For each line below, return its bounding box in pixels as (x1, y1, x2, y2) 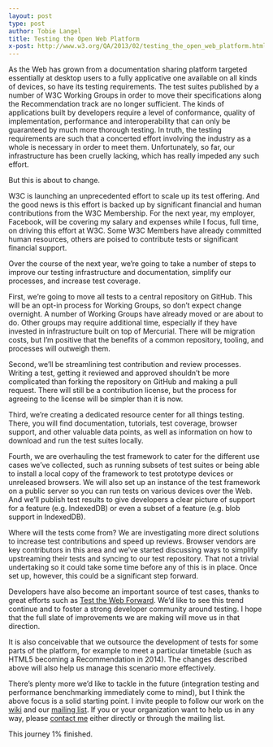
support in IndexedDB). (8, 512, 86, 522)
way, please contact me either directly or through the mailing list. (8, 714, 226, 723)
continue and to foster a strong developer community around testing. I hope (8, 604, 262, 614)
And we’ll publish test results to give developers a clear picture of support (8, 495, 256, 505)
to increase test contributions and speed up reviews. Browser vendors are (8, 536, 256, 546)
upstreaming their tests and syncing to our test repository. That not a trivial (8, 554, 259, 564)
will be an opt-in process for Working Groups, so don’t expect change (8, 300, 242, 310)
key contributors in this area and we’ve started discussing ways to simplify (8, 545, 258, 555)
